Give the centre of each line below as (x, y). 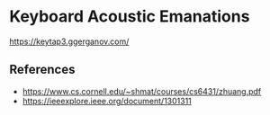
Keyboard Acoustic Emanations (130, 17)
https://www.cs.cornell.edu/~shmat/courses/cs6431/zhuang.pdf (142, 91)
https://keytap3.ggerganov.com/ (69, 41)
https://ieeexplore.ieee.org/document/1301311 (107, 101)
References (42, 70)
